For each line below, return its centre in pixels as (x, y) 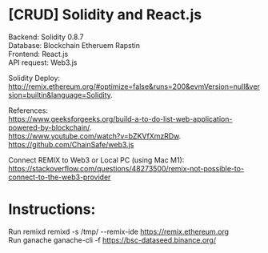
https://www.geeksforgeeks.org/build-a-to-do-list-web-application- (120, 118)
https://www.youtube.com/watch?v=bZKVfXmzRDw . (95, 136)
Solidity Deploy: (34, 78)
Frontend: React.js (38, 54)
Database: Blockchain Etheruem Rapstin (74, 45)
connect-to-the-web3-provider (60, 177)
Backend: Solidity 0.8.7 (46, 37)
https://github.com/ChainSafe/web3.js (71, 144)
